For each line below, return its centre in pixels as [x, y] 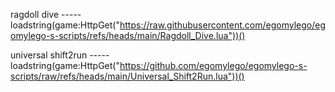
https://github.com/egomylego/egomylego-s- [213, 65]
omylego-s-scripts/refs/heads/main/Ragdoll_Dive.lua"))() [128, 35]
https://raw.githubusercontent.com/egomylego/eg [222, 25]
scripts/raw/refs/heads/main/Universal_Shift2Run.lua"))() [127, 76]
